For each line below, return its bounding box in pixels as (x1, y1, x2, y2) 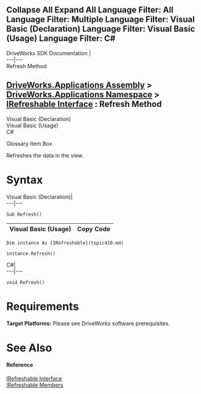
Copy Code (77, 224, 111, 233)
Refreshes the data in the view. (6, 151, 84, 159)
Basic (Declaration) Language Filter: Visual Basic (6, 24, 196, 34)
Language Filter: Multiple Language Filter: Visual (6, 15, 195, 25)
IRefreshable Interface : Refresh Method (6, 99, 162, 109)
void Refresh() (6, 279, 45, 285)
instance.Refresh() (6, 251, 56, 257)
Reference (6, 361, 33, 368)
